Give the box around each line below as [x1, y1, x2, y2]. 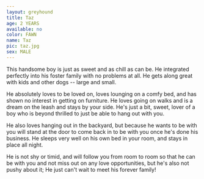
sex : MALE [6, 49, 32, 55]
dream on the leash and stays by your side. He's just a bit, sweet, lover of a [6, 103, 195, 111]
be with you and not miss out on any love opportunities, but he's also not [6, 159, 189, 167]
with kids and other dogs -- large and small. [6, 78, 117, 86]
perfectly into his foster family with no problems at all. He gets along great [6, 71, 193, 79]
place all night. [6, 141, 43, 148]
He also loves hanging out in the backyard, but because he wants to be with [6, 122, 197, 129]
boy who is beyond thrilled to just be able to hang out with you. [6, 109, 165, 117]
